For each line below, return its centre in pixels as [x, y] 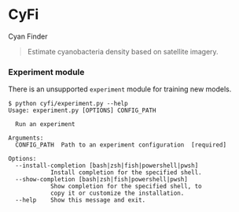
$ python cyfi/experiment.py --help [68, 104]
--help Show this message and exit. [81, 200]
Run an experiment [46, 125]
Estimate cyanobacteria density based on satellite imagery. [123, 51]
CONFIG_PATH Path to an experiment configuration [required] [121, 145]
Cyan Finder [28, 36]
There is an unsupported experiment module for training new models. [120, 89]
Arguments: [26, 138]
